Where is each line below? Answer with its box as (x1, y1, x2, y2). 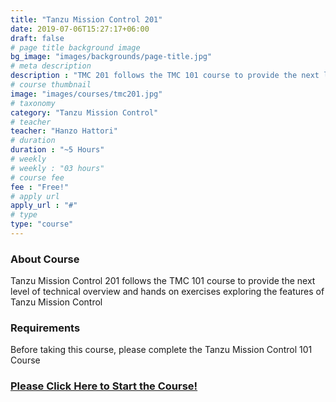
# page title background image (10, 42, 141, 53)
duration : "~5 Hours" (10, 145, 105, 155)
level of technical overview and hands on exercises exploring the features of (10, 286, 325, 298)
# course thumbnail (10, 80, 92, 90)
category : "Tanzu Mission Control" (10, 107, 159, 118)
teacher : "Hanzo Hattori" (10, 126, 118, 136)
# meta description (10, 61, 92, 71)
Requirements (10, 321, 81, 335)
